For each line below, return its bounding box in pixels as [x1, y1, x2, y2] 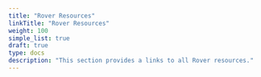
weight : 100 [8, 26, 48, 34]
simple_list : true [8, 34, 70, 43]
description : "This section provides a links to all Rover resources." [8, 57, 254, 65]
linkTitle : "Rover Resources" [8, 19, 110, 27]
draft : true [8, 42, 48, 50]
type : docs [8, 49, 45, 57]
